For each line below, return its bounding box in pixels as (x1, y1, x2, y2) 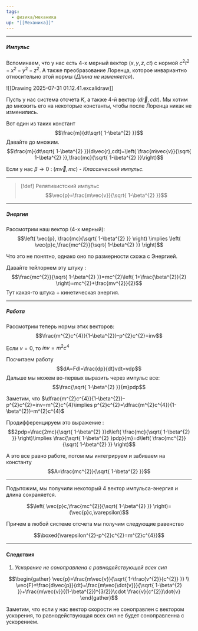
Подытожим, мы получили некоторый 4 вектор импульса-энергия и (6, 485, 179, 492)
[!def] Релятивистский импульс (20, 182, 100, 189)
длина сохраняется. (6, 491, 57, 499)
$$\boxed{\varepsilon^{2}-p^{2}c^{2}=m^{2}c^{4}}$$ (33, 532, 165, 539)
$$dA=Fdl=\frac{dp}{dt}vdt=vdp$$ (56, 365, 142, 373)
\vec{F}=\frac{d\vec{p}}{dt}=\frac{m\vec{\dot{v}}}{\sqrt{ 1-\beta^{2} (15, 582, 183, 589)
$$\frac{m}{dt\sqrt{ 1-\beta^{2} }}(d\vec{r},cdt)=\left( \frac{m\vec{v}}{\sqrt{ (6, 147, 192, 154)
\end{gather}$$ (80, 594, 118, 601)
